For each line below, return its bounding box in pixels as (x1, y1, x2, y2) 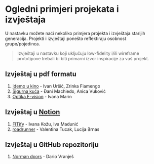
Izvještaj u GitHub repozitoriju (5, 140, 99, 149)
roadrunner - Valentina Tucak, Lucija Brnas (12, 126, 100, 132)
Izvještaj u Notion (5, 108, 60, 117)
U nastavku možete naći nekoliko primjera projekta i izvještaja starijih (5, 30, 146, 36)
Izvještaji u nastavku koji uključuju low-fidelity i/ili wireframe (17, 50, 140, 56)
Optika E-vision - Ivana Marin (12, 93, 72, 99)
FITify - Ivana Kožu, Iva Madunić (12, 121, 78, 127)
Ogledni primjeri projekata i (5, 3, 119, 15)
